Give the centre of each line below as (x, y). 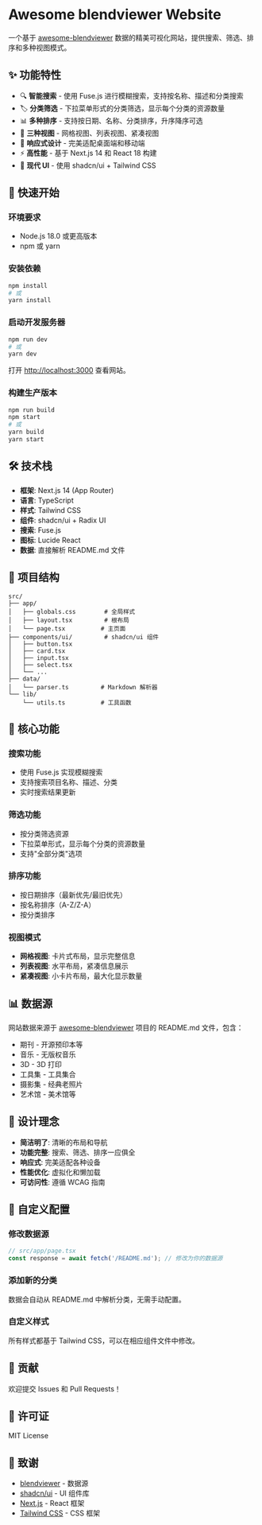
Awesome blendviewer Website (115, 15)
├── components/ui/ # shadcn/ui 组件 (83, 637)
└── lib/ (23, 694)
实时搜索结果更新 (48, 792)
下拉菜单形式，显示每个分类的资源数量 (82, 844)
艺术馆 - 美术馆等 (48, 1094)
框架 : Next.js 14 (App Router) (67, 490)
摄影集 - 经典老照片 (51, 1084)
